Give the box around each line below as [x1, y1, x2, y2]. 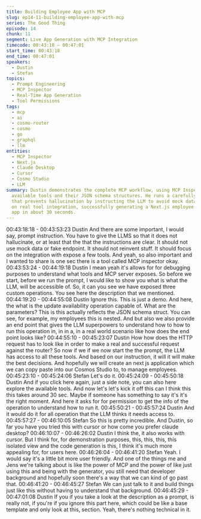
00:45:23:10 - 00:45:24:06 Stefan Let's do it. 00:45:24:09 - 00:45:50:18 [6, 372, 184, 379]
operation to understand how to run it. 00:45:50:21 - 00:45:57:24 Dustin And [6, 404, 194, 411]
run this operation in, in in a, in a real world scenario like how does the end [6, 328, 190, 335]
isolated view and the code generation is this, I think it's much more [6, 442, 172, 449]
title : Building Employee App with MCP [6, 8, 106, 15]
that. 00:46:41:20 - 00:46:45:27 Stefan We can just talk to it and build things [6, 481, 194, 488]
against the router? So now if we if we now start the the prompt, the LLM [6, 347, 185, 354]
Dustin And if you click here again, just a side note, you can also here [6, 379, 176, 386]
